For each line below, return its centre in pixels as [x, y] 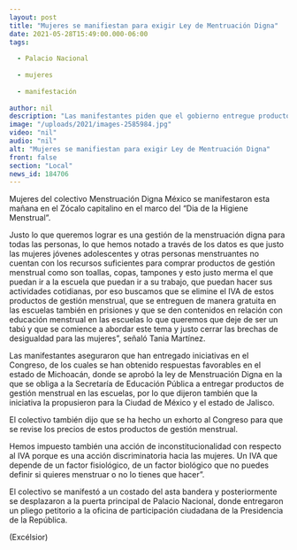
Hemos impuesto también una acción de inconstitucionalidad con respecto [145, 446]
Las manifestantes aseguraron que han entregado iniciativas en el [129, 356]
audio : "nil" [33, 141]
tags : [19, 42]
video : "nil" [33, 133]
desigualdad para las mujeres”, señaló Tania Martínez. [107, 338]
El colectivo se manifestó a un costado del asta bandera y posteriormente [143, 492]
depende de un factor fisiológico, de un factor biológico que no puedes [139, 465]
